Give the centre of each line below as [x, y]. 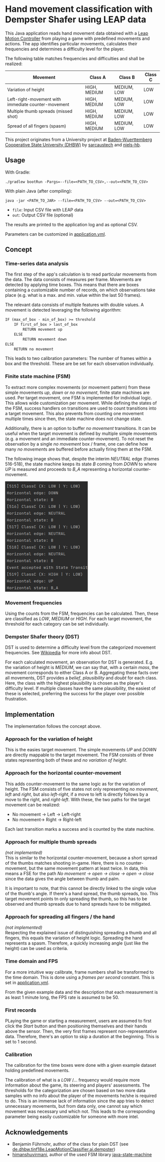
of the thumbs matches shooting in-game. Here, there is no [65, 863]
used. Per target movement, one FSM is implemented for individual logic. [79, 397]
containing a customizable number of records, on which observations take [80, 290]
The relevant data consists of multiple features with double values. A [74, 305]
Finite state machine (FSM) [38, 377]
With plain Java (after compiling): [39, 191]
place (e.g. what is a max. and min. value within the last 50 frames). [73, 295]
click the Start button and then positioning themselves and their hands [76, 1026]
